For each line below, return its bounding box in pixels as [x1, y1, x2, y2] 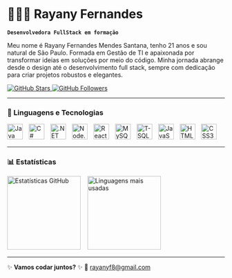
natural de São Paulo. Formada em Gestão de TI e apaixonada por [7, 48, 195, 57]
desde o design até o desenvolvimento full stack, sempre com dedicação [7, 63, 215, 71]
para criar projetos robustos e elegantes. [7, 71, 123, 79]
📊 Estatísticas [7, 157, 57, 167]
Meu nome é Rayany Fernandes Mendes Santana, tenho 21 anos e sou [7, 41, 207, 49]
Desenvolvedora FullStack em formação [7, 29, 119, 36]
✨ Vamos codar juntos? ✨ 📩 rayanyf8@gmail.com [7, 263, 151, 271]
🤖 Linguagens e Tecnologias [7, 107, 104, 117]
